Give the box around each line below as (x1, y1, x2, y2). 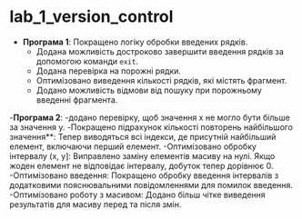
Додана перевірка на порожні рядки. (35, 65, 182, 76)
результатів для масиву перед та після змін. (9, 198, 182, 210)
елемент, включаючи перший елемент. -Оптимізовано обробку (9, 141, 257, 152)
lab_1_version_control (9, 6, 174, 27)
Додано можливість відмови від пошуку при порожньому (35, 85, 262, 95)
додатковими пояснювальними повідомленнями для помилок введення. (9, 179, 294, 190)
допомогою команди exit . (35, 55, 139, 66)
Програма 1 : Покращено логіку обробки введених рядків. (22, 36, 248, 47)
